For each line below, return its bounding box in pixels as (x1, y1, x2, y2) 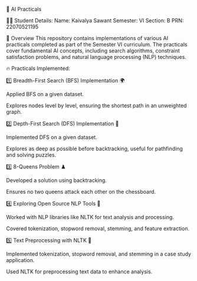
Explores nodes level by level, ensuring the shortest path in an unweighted (6, 102, 187, 109)
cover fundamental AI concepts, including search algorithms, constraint (6, 47, 180, 54)
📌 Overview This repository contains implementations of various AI (6, 35, 169, 41)
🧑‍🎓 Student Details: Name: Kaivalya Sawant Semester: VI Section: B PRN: (6, 17, 184, 24)
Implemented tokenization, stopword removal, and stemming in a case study (6, 250, 192, 257)
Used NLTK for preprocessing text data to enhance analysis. (6, 268, 153, 275)
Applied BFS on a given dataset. (6, 91, 84, 97)
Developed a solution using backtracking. (6, 177, 107, 184)
